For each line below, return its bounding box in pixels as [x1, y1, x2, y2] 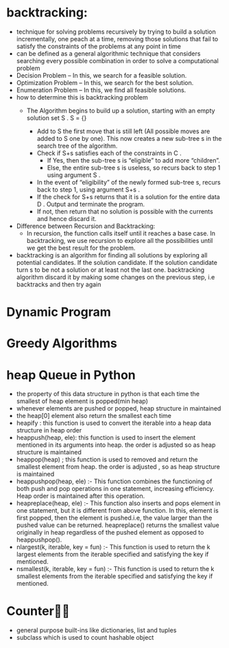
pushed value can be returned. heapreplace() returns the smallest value [16, 521, 220, 529]
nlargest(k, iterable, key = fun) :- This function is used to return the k [16, 543, 210, 551]
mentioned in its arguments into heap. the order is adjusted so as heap [16, 441, 216, 449]
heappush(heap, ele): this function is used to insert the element [16, 434, 196, 442]
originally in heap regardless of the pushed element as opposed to [16, 529, 204, 537]
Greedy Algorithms [6, 336, 117, 351]
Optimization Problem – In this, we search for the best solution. [16, 78, 194, 86]
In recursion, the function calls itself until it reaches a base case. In [26, 229, 216, 238]
